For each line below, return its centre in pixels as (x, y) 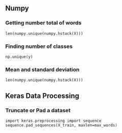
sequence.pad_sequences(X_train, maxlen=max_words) (61, 125)
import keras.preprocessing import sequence (53, 121)
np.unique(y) (19, 57)
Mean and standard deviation (42, 69)
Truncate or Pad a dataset (38, 110)
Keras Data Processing (42, 96)
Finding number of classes (39, 46)
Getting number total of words (43, 23)
